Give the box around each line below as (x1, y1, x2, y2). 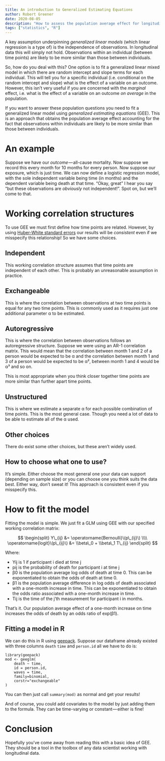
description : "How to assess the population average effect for (5, 21, 139, 26)
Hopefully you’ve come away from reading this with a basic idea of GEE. (5, 739, 151, 745)
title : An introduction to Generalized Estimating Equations (5, 7, 133, 12)
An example (5, 143, 55, 154)
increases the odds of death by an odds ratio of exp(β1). (5, 610, 119, 616)
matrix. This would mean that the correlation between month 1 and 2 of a (5, 348, 152, 354)
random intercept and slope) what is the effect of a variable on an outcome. (5, 80, 158, 86)
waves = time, (14, 670, 43, 674)
